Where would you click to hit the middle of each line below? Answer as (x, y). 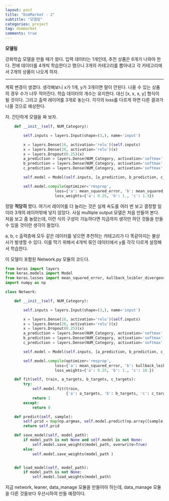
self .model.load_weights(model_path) (72, 477)
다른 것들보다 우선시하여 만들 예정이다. (48, 493)
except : (31, 403)
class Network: (21, 292)
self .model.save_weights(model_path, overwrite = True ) (90, 444)
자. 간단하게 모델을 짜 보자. (31, 117)
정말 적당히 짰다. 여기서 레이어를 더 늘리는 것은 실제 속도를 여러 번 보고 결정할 (81, 206)
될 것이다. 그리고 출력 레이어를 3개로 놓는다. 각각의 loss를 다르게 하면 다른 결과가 (84, 100)
